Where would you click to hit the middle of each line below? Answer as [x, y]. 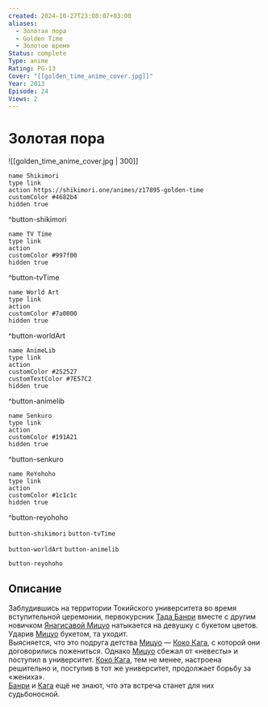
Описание [35, 588]
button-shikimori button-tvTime [62, 534]
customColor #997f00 [43, 256]
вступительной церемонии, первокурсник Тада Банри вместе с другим [132, 617]
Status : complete [38, 53]
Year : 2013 [27, 83]
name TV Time [30, 234]
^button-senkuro [36, 459]
